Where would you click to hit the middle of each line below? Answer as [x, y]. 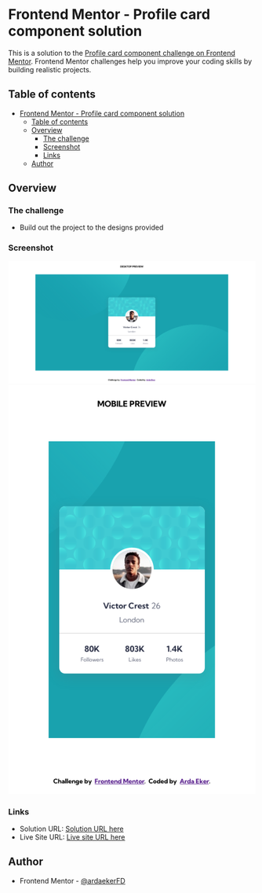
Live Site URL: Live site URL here [72, 837]
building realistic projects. [50, 69]
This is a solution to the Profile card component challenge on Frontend [122, 53]
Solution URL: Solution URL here [71, 829]
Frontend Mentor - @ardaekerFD [72, 880]
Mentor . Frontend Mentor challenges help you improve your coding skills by [130, 61]
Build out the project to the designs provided [91, 228]
